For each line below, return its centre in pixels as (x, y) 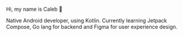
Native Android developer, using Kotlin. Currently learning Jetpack (86, 20)
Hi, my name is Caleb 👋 (35, 9)
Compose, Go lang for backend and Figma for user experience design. (92, 27)
